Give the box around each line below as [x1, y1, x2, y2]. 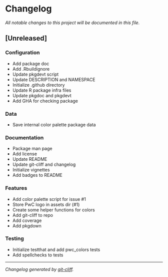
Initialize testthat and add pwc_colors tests [12, 246, 100, 252]
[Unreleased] [5, 34, 47, 43]
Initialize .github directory [12, 82, 65, 88]
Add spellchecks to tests [12, 251, 63, 258]
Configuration [5, 49, 40, 56]
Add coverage [12, 217, 42, 223]
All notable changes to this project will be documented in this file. [5, 20, 140, 26]
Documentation [5, 134, 44, 141]
